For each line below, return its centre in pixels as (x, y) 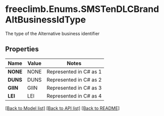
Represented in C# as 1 (74, 72)
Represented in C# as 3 (74, 88)
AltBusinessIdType (45, 20)
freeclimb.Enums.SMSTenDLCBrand (82, 9)
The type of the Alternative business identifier (52, 33)
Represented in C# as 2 (74, 80)
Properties (22, 49)
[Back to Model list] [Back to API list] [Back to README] (62, 108)
